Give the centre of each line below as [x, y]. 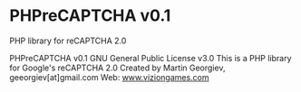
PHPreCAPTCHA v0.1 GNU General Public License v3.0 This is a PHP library [150, 58]
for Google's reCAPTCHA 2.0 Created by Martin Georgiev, [117, 68]
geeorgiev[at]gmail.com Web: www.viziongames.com [110, 77]
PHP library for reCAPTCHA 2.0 [68, 41]
